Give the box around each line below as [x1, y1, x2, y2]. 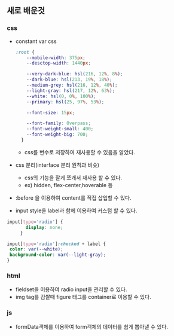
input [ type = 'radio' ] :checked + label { [7, 241, 106, 247]
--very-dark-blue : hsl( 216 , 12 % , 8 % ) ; [26, 71, 123, 77]
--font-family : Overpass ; [26, 120, 91, 127]
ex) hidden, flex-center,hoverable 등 [24, 181, 113, 188]
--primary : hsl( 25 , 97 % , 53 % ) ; [26, 99, 105, 105]
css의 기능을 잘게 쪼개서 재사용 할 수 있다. [24, 174, 123, 181]
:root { [15, 49, 35, 55]
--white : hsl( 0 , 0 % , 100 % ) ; [26, 93, 96, 99]
